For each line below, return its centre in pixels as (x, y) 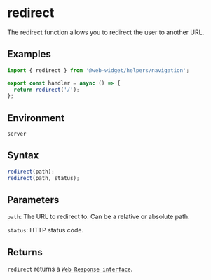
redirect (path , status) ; (43, 178)
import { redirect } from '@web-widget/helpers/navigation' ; (98, 70)
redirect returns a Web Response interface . (70, 269)
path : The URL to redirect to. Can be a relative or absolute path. (99, 217)
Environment (36, 118)
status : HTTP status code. (46, 230)
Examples (29, 54)
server (17, 134)
